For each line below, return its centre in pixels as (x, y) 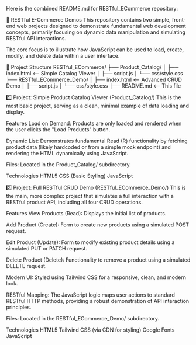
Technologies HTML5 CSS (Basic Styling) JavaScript (70, 176)
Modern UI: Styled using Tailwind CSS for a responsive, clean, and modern (96, 277)
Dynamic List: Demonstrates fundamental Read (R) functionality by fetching (97, 141)
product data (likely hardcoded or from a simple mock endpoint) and (88, 147)
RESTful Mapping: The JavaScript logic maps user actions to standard (91, 295)
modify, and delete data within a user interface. (63, 56)
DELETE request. (26, 266)
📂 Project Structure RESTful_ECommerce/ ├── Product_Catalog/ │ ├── (92, 67)
